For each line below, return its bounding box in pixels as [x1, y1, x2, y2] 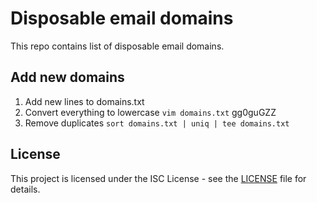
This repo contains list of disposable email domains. [10, 40, 225, 52]
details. [10, 183, 41, 195]
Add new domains [10, 69, 125, 86]
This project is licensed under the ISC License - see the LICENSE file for [10, 172, 307, 184]
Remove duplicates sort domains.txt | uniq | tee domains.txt [24, 117, 290, 129]
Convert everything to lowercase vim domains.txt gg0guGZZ [24, 106, 277, 118]
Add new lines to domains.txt [24, 95, 145, 107]
